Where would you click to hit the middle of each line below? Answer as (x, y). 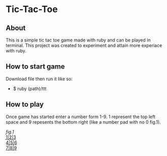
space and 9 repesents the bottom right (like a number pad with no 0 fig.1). (83, 122)
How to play (25, 105)
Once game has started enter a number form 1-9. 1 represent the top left (81, 117)
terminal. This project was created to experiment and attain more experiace (84, 45)
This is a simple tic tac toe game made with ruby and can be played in (78, 40)
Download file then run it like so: (39, 79)
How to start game (35, 67)
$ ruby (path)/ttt (30, 88)
